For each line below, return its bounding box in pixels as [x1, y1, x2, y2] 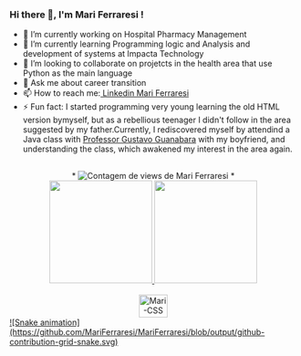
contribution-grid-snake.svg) [9, 336, 119, 347]
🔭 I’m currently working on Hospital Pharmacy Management [22, 29, 247, 40]
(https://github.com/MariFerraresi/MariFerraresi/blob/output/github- [9, 326, 265, 337]
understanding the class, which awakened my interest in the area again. [22, 143, 294, 154]
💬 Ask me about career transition [22, 78, 147, 89]
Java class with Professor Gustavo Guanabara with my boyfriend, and [22, 134, 285, 145]
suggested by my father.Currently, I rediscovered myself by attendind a [22, 124, 290, 135]
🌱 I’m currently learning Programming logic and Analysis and [22, 38, 251, 49]
